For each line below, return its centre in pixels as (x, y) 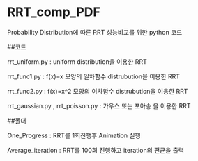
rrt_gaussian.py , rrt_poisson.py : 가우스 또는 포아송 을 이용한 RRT (99, 105)
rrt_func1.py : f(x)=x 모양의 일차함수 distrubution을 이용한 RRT (93, 76)
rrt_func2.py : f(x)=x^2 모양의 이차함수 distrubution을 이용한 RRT (98, 91)
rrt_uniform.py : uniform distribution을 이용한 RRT (77, 61)
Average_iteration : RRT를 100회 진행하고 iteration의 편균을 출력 (96, 150)
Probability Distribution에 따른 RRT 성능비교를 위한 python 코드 (95, 32)
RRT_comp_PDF (54, 12)
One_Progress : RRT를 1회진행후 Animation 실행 (74, 135)
